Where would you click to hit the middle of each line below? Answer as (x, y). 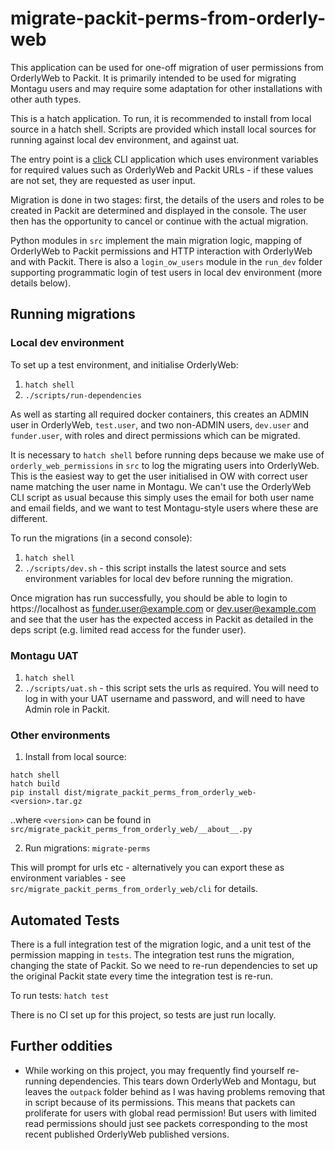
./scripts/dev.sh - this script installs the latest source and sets (155, 568)
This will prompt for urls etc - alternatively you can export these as (147, 868)
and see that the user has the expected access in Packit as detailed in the (162, 619)
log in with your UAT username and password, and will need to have (165, 698)
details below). (41, 283)
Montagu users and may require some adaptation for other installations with (166, 88)
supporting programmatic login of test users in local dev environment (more (166, 272)
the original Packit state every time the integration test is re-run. (141, 976)
